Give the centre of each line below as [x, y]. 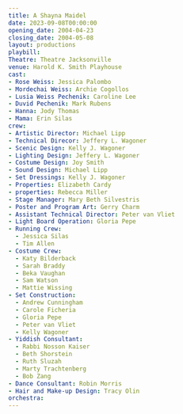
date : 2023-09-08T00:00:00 [53, 23]
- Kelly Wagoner [42, 332]
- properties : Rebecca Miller [58, 192]
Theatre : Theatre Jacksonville [60, 60]
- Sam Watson [37, 281]
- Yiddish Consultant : [46, 340]
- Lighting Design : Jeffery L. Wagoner [74, 155]
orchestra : [26, 398]
